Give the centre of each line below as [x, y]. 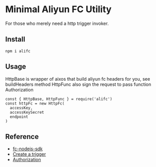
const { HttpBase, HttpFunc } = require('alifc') [59, 99]
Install [15, 39]
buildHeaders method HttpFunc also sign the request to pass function [78, 84]
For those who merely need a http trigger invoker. [57, 23]
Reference [22, 136]
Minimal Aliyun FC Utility [58, 9]
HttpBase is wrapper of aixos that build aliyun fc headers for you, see [78, 79]
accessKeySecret [27, 112]
